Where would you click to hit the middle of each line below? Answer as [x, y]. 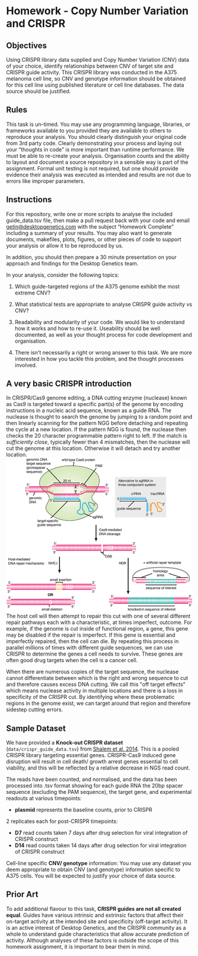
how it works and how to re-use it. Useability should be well [87, 328]
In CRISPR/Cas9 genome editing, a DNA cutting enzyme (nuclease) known [97, 398]
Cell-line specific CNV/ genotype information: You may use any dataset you [99, 863]
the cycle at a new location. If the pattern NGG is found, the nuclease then [96, 429]
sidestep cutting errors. [35, 710]
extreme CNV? [33, 293]
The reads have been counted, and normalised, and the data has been [92, 779]
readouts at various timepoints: [44, 798]
